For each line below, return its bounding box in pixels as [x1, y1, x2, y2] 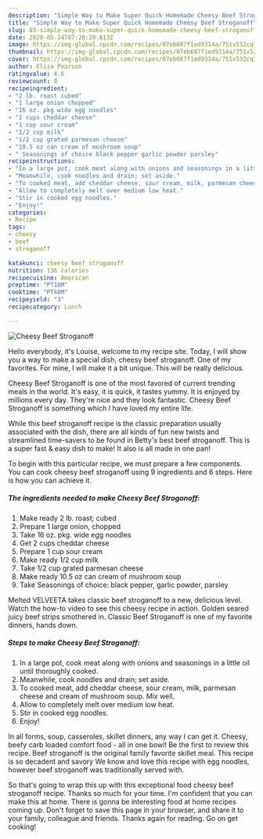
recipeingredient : [8, 84, 68, 93]
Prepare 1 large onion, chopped [19, 521, 121, 531]
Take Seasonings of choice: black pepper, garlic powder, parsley [19, 580, 229, 589]
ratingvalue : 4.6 [8, 70, 65, 78]
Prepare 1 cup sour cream [19, 546, 103, 556]
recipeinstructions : [8, 158, 76, 166]
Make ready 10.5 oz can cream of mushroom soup [19, 571, 182, 581]
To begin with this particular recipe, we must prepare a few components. [8, 458, 243, 468]
